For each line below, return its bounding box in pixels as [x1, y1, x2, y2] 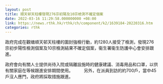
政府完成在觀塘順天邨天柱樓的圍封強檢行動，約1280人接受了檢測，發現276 [5, 39, 154, 45]
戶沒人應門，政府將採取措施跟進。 [5, 74, 73, 80]
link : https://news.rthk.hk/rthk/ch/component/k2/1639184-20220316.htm [5, 20, 153, 26]
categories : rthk [5, 25, 40, 30]
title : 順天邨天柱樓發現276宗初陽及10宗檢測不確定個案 [5, 12, 103, 17]
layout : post [5, 7, 32, 12]
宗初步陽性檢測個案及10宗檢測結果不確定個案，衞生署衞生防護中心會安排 [5, 45, 150, 51]
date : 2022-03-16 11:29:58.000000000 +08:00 [5, 16, 97, 21]
